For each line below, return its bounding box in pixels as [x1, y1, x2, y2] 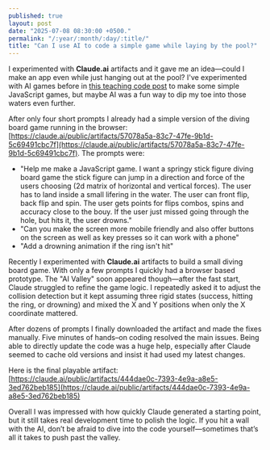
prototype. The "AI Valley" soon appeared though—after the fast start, [8, 274, 240, 284]
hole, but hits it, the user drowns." [19, 216, 133, 225]
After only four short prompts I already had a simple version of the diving [8, 114, 250, 124]
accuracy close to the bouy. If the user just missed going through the [19, 207, 250, 217]
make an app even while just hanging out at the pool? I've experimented [8, 73, 247, 82]
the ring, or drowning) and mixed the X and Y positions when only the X [8, 300, 246, 309]
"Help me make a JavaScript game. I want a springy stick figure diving [19, 164, 254, 174]
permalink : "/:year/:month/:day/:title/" [8, 34, 150, 43]
